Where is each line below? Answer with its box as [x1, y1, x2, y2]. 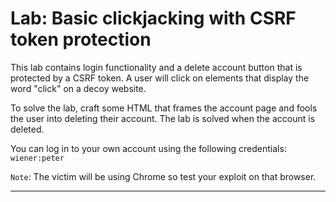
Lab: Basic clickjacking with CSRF [10, 7, 297, 30]
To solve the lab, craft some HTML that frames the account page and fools [10, 102, 318, 114]
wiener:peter [10, 153, 65, 163]
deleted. [10, 123, 45, 135]
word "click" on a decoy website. [10, 82, 147, 94]
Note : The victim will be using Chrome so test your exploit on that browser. [10, 170, 317, 182]
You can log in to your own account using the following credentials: [10, 142, 287, 154]
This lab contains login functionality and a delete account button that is [10, 61, 303, 73]
